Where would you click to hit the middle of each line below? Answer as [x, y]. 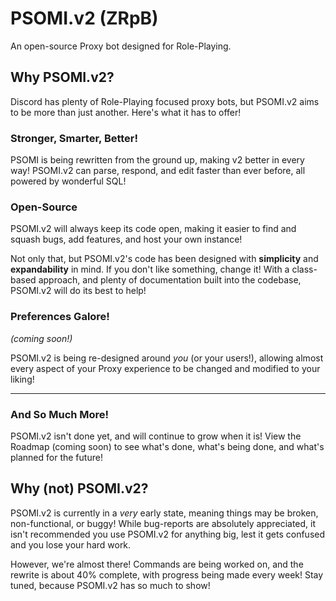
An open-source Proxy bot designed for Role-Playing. [121, 46]
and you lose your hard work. [71, 544]
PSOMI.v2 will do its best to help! [78, 291]
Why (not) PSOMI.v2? [79, 488]
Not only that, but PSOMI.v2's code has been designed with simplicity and [164, 259]
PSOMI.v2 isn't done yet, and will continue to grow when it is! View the [156, 436]
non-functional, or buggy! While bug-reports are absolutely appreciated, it [163, 523]
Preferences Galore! [60, 317]
